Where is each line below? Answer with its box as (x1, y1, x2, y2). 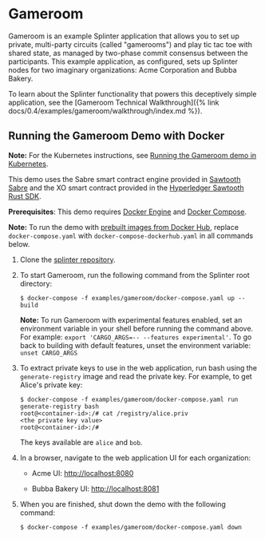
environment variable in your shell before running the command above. (19, 323, 254, 333)
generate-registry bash (19, 402, 100, 410)
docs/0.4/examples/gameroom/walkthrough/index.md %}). (8, 105, 203, 116)
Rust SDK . (8, 191, 42, 200)
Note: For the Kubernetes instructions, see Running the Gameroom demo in (8, 150, 257, 160)
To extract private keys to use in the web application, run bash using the (19, 363, 258, 372)
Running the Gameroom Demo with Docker (8, 129, 225, 143)
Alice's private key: (19, 380, 83, 390)
